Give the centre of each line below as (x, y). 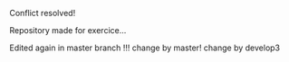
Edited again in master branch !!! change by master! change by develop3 (145, 48)
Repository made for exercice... (68, 30)
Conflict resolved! (43, 13)
